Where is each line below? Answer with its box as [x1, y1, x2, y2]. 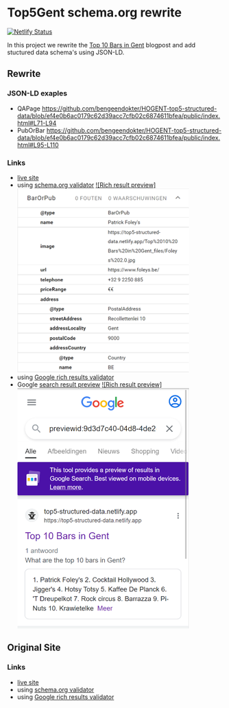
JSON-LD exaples [7, 89, 67, 98]
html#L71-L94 [16, 119, 57, 127]
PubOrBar [16, 126, 46, 135]
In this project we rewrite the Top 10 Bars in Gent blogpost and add [7, 41, 196, 49]
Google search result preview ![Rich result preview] [16, 380, 162, 389]
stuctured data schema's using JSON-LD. [7, 48, 125, 56]
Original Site [7, 642, 61, 654]
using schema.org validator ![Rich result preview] [16, 181, 156, 189]
